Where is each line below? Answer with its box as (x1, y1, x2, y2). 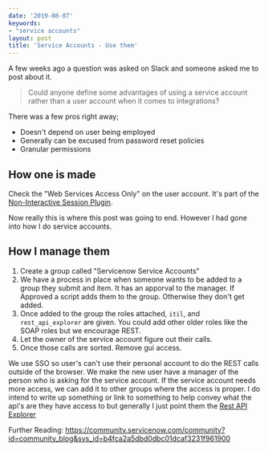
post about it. (8, 72, 52, 82)
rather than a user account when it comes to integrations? (27, 96, 220, 106)
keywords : (8, 19, 42, 27)
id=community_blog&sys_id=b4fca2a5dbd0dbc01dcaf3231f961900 (8, 433, 231, 443)
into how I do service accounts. (8, 221, 112, 231)
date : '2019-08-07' (8, 11, 74, 20)
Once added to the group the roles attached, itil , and (19, 308, 201, 318)
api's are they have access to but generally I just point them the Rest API (8, 400, 248, 410)
